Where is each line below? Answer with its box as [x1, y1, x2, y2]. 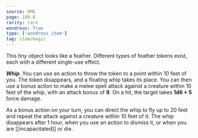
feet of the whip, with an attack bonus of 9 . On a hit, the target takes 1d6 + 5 [6, 89, 192, 96]
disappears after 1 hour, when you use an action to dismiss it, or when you [6, 119, 187, 126]
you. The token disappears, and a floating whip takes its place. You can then [6, 76, 192, 83]
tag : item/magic [6, 36, 46, 42]
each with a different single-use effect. [6, 58, 101, 65]
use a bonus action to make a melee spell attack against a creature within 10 [6, 83, 192, 89]
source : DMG [6, 8, 35, 15]
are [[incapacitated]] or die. [6, 125, 73, 132]
